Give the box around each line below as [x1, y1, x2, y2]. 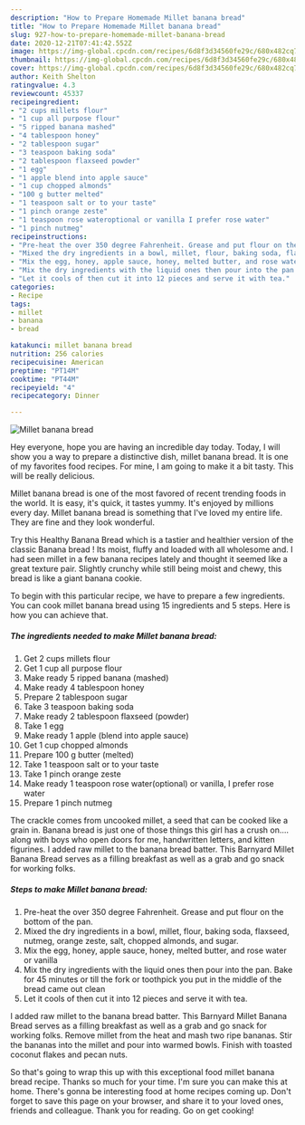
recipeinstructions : [10, 232, 89, 241]
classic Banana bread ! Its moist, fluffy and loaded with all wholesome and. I [10, 544, 293, 555]
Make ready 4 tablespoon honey [23, 682, 145, 693]
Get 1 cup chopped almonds [23, 739, 129, 751]
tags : [10, 300, 31, 309]
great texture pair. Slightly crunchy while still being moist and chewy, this [10, 563, 282, 575]
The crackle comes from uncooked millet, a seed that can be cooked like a [10, 815, 289, 826]
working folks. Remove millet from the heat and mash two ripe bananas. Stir [10, 1030, 293, 1041]
